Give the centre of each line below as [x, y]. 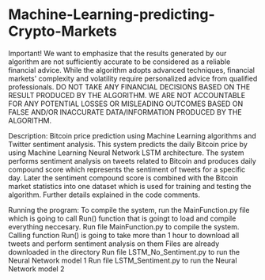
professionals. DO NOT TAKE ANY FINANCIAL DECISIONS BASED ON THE [129, 87]
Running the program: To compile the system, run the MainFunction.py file [129, 210]
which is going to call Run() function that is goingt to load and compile [122, 218]
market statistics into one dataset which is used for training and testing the [130, 186]
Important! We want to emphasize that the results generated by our [117, 53]
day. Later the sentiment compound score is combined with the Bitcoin [123, 178]
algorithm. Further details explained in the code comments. [104, 195]
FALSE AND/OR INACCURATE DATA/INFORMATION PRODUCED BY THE [125, 112]
